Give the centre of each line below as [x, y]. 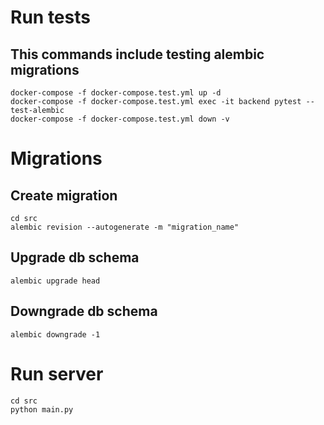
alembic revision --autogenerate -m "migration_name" [125, 227]
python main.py [42, 409]
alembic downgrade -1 [55, 334]
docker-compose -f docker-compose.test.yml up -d [116, 93]
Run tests [50, 17]
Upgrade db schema [75, 257]
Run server [57, 373]
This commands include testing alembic [137, 54]
